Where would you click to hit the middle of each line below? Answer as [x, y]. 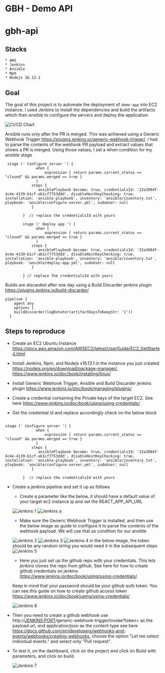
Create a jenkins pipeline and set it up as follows [61, 487]
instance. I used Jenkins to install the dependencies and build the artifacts [80, 110]
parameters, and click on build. [43, 656]
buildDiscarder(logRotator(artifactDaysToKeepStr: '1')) [73, 312]
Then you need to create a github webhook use [60, 615]
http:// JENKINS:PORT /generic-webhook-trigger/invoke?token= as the [82, 620]
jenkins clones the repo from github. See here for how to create [84, 565]
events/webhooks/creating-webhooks [51, 636]
